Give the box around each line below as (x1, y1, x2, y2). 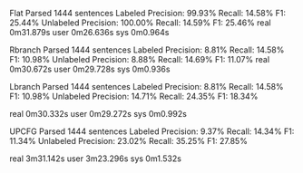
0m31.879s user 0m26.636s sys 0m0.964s (9, 27, 170, 37)
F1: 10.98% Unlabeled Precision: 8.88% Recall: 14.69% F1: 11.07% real (9, 54, 270, 64)
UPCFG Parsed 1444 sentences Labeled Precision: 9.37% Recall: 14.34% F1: (9, 126, 295, 137)
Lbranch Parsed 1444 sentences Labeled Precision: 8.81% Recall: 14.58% (9, 82, 284, 91)
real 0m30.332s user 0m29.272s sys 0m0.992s (9, 109, 188, 119)
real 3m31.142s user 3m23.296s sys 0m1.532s (9, 153, 181, 164)
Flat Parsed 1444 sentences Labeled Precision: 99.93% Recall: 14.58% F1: (9, 8, 287, 18)
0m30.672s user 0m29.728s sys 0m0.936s (9, 63, 171, 74)
